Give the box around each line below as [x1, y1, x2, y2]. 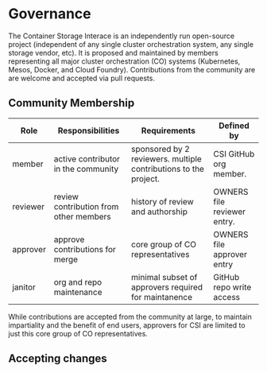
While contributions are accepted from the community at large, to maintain [8, 312, 252, 321]
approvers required [130, 282, 203, 293]
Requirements [141, 125, 196, 136]
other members [53, 211, 111, 222]
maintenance [53, 286, 103, 297]
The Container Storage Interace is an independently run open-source [8, 31, 235, 41]
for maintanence [130, 291, 193, 302]
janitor [12, 282, 36, 293]
